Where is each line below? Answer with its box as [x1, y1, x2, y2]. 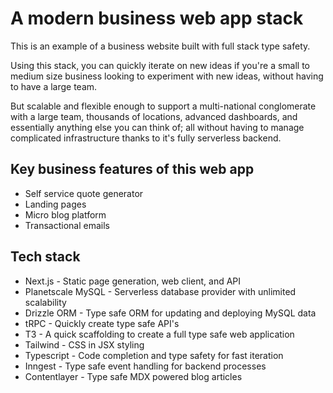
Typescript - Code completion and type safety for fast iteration [24, 349, 284, 361]
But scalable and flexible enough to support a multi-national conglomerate [10, 100, 317, 112]
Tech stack [10, 248, 81, 266]
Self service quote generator [24, 187, 144, 199]
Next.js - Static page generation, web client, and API [24, 275, 242, 287]
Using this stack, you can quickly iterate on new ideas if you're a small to [10, 59, 311, 71]
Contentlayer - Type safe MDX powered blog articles [24, 370, 243, 382]
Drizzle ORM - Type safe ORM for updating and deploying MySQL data [24, 307, 317, 319]
